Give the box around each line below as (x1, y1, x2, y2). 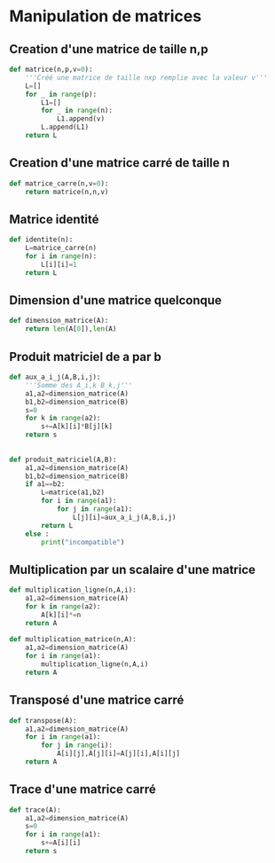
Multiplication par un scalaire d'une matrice (9, 561, 255, 577)
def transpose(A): (9, 716, 77, 725)
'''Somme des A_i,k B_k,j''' (25, 381, 133, 389)
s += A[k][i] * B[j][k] (41, 422, 114, 431)
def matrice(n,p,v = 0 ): (9, 65, 93, 74)
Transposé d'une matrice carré (9, 693, 185, 708)
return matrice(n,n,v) (25, 187, 109, 196)
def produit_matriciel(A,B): (9, 455, 117, 464)
